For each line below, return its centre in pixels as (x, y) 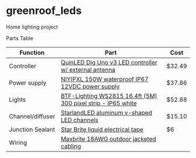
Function (32, 52)
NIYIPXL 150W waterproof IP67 (105, 79)
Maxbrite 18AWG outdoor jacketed (108, 139)
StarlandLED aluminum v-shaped (107, 113)
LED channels (80, 120)
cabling (71, 146)
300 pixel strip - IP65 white (99, 103)
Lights (17, 99)
